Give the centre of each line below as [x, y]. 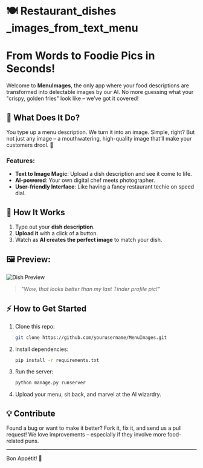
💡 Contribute [31, 413]
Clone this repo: [35, 326]
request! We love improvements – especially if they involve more [86, 435]
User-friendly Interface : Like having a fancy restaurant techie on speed [105, 187]
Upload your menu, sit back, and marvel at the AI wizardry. [88, 395]
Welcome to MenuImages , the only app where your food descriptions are [98, 85]
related [15, 441]
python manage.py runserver [50, 383]
